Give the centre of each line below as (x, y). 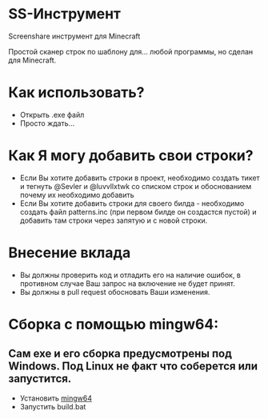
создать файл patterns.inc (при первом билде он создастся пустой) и (138, 212)
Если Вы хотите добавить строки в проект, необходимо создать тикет (140, 178)
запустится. (40, 379)
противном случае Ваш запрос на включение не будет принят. (128, 283)
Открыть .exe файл (52, 115)
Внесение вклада (70, 252)
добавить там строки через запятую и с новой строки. (114, 220)
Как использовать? (76, 93)
